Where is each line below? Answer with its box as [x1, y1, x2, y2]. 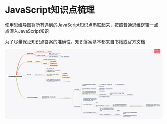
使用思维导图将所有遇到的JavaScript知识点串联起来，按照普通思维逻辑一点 [5, 22, 159, 28]
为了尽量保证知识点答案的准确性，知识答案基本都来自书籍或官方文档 [5, 38, 145, 45]
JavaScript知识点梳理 [5, 4, 95, 16]
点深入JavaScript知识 [5, 28, 49, 34]
